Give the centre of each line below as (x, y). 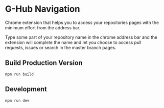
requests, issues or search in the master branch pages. (61, 47)
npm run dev (17, 100)
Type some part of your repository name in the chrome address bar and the (81, 37)
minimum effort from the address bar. (43, 27)
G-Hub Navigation (43, 9)
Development (26, 89)
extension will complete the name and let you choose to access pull (73, 42)
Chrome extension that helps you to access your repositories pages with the (82, 22)
